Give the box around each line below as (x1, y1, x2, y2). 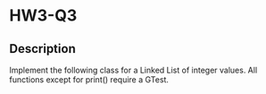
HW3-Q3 (9, 5, 78, 26)
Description (9, 41, 76, 56)
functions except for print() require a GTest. (9, 74, 170, 85)
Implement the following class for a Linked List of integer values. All (9, 64, 258, 75)
